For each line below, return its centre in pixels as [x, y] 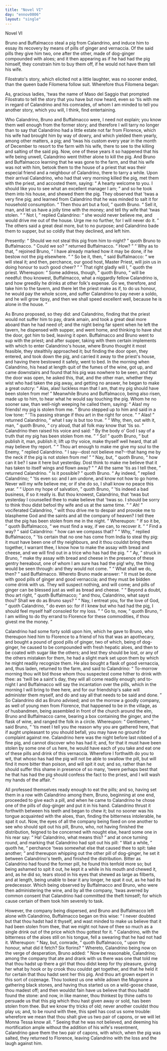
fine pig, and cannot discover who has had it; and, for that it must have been [83, 743]
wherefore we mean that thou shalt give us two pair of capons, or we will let [83, 1017]
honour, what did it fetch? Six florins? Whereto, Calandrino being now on [81, 948]
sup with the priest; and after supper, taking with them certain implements [81, 341]
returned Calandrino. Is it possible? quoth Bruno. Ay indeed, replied [80, 473]
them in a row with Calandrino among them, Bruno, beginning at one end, [80, 795]
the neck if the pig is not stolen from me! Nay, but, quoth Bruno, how [82, 457]
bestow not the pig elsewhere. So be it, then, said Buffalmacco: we [80, 257]
